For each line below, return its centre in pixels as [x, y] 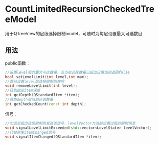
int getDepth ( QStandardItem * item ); [42, 95]
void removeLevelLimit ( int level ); [41, 86]
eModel [21, 19]
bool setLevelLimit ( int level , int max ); [47, 77]
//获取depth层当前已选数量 [29, 100]
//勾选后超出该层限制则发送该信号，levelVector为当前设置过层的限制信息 [70, 123]
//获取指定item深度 [23, 91]
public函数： [18, 63]
